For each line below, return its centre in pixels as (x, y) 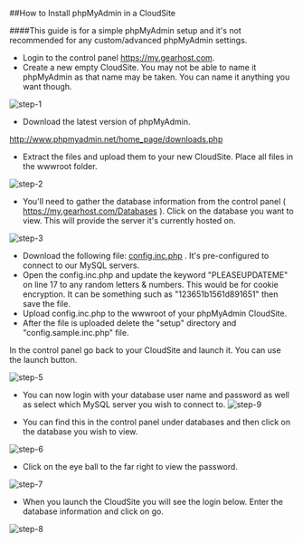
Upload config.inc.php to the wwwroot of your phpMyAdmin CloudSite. (155, 313)
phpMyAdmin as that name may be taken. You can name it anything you (156, 77)
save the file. (46, 304)
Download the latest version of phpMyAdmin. (106, 122)
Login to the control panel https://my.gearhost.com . (118, 57)
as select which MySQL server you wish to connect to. (124, 405)
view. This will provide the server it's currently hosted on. (129, 220)
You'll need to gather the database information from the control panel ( (154, 201)
